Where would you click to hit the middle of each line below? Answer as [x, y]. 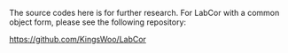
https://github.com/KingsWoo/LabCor [78, 39]
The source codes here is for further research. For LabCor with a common [144, 13]
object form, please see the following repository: [98, 22]
